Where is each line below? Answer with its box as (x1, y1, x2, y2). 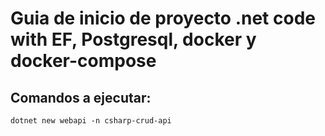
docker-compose (10, 50, 157, 72)
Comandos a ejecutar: (10, 89, 152, 106)
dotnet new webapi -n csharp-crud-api (10, 116, 172, 126)
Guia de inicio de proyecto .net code (10, 7, 316, 30)
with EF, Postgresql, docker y (10, 28, 257, 51)
